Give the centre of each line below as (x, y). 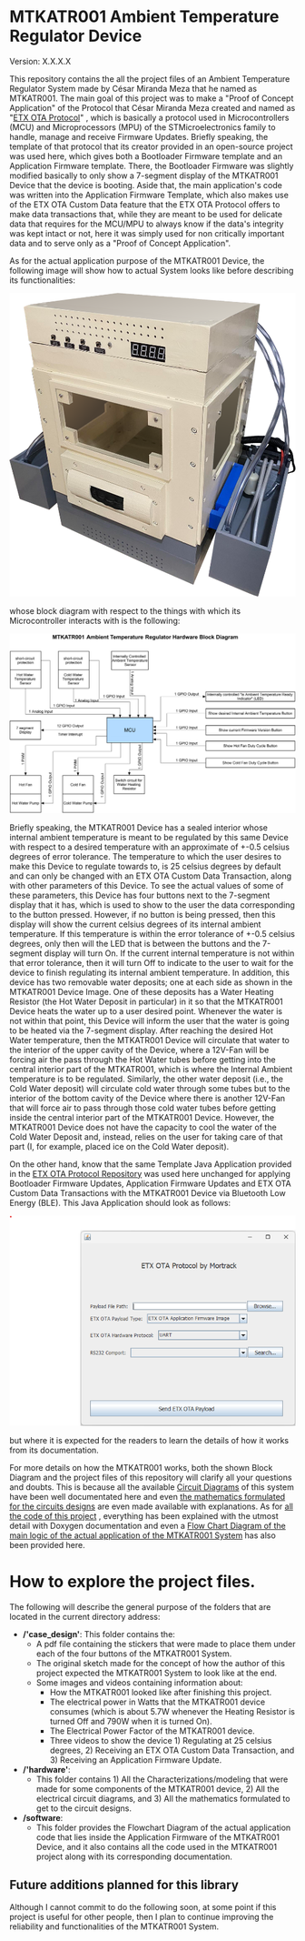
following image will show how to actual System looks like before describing (152, 270)
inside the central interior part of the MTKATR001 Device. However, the (142, 1117)
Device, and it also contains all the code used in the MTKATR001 (157, 1846)
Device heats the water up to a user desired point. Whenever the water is (146, 1011)
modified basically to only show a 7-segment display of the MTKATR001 (144, 176)
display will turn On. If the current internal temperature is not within (169, 953)
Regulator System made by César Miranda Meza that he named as (133, 88)
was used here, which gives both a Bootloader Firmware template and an (146, 156)
